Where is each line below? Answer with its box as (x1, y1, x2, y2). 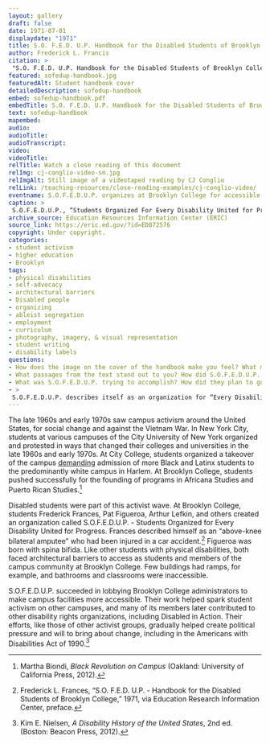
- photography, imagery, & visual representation (8, 333, 178, 342)
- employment (8, 319, 52, 327)
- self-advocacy (8, 281, 63, 290)
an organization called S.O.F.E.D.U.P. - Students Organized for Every (8, 517, 235, 527)
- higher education (8, 251, 74, 259)
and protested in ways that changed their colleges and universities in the (8, 441, 249, 450)
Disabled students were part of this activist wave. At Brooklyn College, (8, 500, 241, 510)
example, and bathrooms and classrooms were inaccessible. (8, 570, 209, 580)
